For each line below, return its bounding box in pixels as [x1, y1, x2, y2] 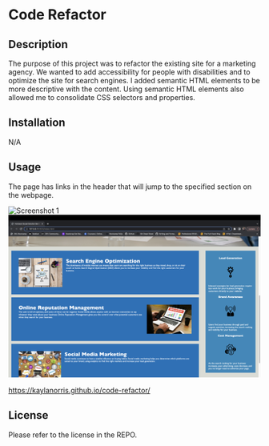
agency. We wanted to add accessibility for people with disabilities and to [8, 67, 251, 77]
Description [8, 38, 68, 51]
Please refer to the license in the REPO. [8, 430, 138, 440]
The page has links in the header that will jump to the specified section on [8, 182, 252, 191]
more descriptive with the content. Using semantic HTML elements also [8, 84, 244, 94]
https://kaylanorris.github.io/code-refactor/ [8, 385, 151, 395]
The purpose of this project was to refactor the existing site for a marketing [8, 58, 256, 68]
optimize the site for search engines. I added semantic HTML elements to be [8, 76, 260, 85]
